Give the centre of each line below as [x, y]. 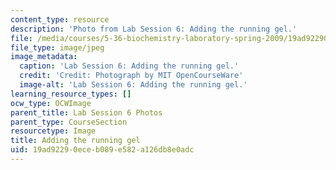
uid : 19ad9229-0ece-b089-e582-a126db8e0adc [102, 150]
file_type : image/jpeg [57, 47]
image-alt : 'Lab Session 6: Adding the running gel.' [133, 85]
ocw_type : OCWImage [51, 103]
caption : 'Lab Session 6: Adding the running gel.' [129, 66]
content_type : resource [60, 19]
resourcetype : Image [53, 131]
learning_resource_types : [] [71, 94]
